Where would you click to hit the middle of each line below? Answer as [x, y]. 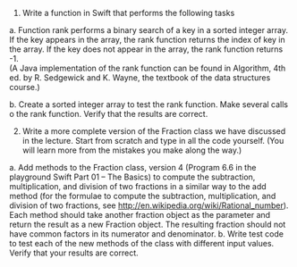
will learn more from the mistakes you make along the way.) [132, 150]
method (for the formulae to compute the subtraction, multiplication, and [143, 196]
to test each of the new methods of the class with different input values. [142, 243]
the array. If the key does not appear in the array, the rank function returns [146, 49]
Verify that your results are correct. [74, 253]
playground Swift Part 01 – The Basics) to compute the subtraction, [132, 177]
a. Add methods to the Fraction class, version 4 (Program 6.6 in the [133, 167]
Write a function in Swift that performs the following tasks [128, 13]
